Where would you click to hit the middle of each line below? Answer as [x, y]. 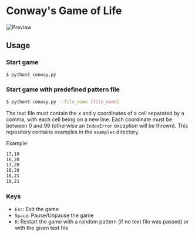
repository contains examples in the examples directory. [73, 132]
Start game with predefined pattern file [63, 89]
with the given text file [41, 228]
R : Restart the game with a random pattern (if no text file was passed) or [102, 222]
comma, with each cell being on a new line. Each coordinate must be [89, 119]
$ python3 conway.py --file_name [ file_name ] [63, 102]
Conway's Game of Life [64, 11]
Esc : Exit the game [37, 209]
